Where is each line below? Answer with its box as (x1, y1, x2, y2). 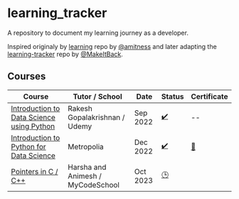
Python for (11, 141, 46, 151)
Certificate (191, 91, 228, 101)
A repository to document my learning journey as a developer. (7, 28, 188, 37)
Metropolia (67, 141, 105, 151)
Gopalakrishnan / (67, 112, 125, 122)
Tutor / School (73, 91, 122, 101)
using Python (11, 121, 55, 131)
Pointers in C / (11, 166, 58, 176)
